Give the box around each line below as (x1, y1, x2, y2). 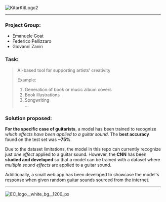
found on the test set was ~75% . (5, 136, 72, 142)
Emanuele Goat (12, 33, 43, 39)
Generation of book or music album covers (24, 86, 112, 92)
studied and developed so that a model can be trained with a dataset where (5, 156, 161, 162)
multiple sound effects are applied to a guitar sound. (5, 162, 112, 168)
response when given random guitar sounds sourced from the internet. (5, 177, 150, 183)
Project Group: (5, 21, 41, 28)
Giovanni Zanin (12, 44, 43, 50)
